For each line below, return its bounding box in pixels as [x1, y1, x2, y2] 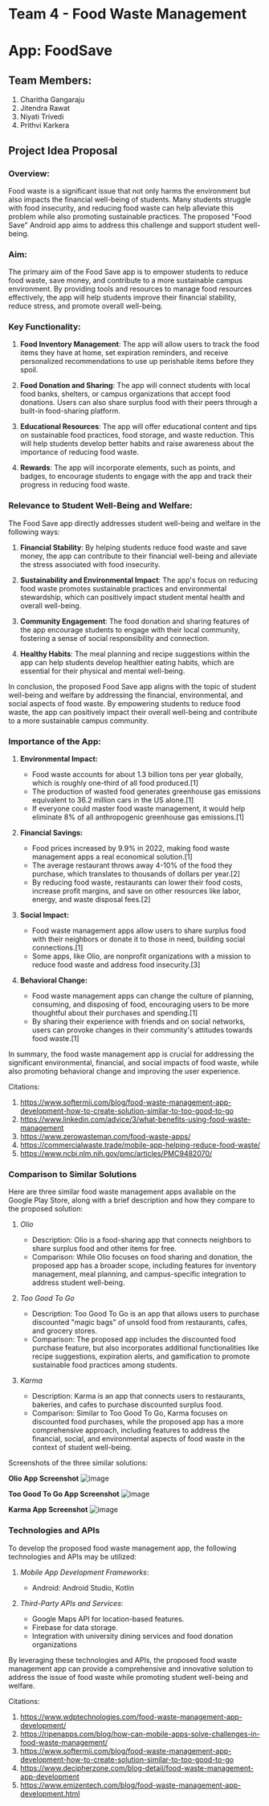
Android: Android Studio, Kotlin [31, 1583, 135, 1592]
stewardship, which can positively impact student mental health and [19, 592, 245, 602]
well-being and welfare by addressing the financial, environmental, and [8, 690, 243, 700]
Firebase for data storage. [31, 1622, 118, 1632]
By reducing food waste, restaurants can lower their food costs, [31, 877, 243, 888]
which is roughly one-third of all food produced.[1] [31, 778, 199, 788]
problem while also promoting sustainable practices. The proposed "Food [8, 211, 251, 221]
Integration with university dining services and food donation [31, 1631, 234, 1641]
